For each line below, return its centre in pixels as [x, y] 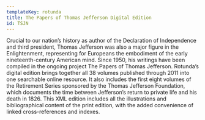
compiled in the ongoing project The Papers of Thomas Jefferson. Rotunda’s [102, 66]
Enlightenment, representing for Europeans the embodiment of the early [97, 54]
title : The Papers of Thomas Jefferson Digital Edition [79, 18]
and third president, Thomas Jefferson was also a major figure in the [93, 47]
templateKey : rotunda [34, 12]
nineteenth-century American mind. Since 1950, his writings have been [96, 60]
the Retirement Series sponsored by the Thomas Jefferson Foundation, [96, 86]
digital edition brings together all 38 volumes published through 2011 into [98, 73]
